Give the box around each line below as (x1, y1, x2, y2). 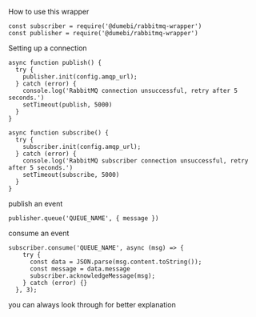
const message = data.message (29, 265, 130, 273)
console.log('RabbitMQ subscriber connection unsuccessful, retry (22, 157, 249, 165)
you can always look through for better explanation (8, 300, 176, 309)
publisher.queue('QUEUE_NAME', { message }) (8, 215, 159, 223)
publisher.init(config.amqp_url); (22, 73, 138, 81)
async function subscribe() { (8, 129, 110, 137)
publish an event (8, 199, 63, 208)
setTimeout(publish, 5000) (22, 101, 113, 109)
